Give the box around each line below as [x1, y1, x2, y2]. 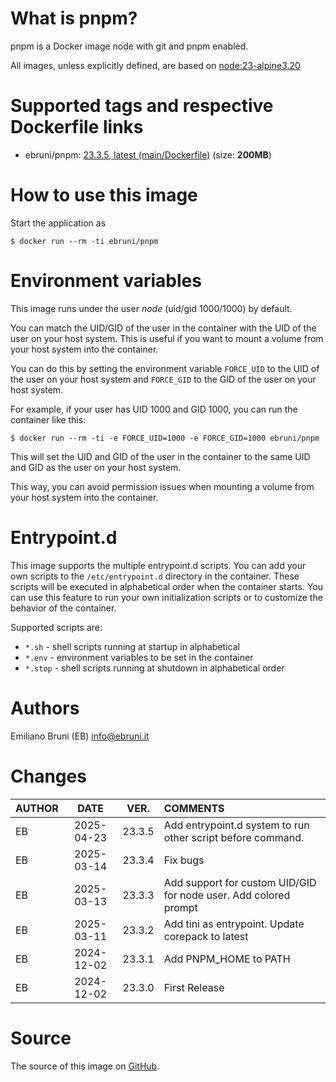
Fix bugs [163, 853, 205, 867]
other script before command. [163, 830, 305, 844]
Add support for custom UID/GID [163, 875, 317, 889]
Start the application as [10, 217, 107, 229]
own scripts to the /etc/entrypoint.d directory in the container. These [10, 570, 300, 582]
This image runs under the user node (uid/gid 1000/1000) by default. [10, 302, 293, 314]
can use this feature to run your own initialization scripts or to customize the [10, 591, 323, 603]
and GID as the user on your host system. [10, 461, 182, 473]
